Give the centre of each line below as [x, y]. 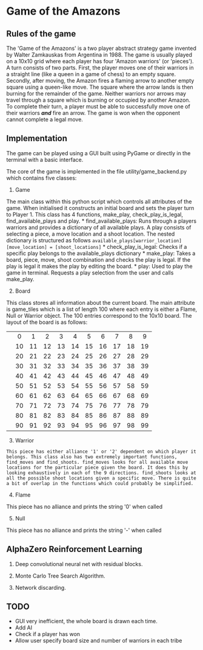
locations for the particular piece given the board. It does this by [97, 467]
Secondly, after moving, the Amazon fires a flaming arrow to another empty [100, 81]
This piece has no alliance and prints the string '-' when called [84, 530]
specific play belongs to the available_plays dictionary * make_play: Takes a [101, 253]
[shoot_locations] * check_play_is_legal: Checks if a [121, 246]
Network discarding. [41, 587]
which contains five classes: [42, 178]
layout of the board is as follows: [47, 322]
